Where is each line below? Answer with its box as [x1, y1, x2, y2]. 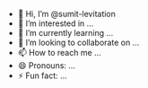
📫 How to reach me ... [17, 48, 101, 57]
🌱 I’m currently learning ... [17, 28, 114, 38]
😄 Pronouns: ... [17, 60, 76, 71]
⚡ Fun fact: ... [17, 70, 67, 81]
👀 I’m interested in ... [17, 18, 94, 29]
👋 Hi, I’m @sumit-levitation [17, 9, 117, 19]
